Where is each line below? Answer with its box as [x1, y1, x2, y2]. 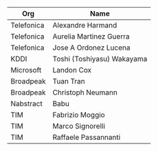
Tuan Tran [52, 77, 86, 85]
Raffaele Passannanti [52, 132, 121, 142]
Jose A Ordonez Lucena [52, 43, 131, 52]
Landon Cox [52, 66, 92, 74]
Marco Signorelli [52, 121, 105, 130]
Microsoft [10, 66, 42, 74]
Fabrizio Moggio [52, 110, 105, 119]
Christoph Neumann [52, 88, 118, 97]
